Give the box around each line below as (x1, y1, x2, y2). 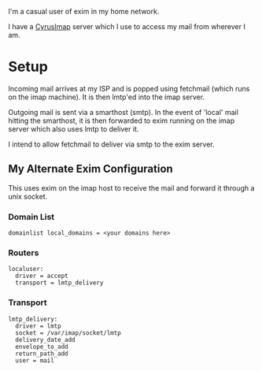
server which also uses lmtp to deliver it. (8, 124, 139, 133)
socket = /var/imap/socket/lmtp (15, 328, 122, 337)
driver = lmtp (15, 322, 61, 330)
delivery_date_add (15, 336, 76, 343)
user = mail (15, 356, 55, 365)
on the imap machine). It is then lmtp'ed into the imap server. (8, 92, 205, 102)
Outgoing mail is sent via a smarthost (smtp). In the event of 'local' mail (8, 107, 238, 117)
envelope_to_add (15, 343, 68, 351)
